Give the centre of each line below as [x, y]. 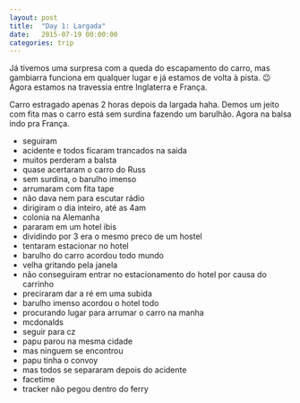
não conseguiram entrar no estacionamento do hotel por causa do [144, 275]
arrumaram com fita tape [68, 188]
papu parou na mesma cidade [77, 341]
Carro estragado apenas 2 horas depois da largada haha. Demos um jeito [144, 105]
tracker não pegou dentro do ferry [86, 389]
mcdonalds [43, 322]
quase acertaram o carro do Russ [84, 170]
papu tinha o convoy [60, 361]
